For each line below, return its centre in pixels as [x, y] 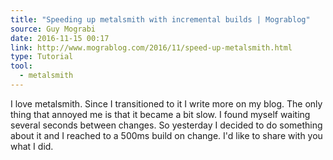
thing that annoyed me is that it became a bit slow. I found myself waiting [160, 114]
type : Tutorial [42, 57]
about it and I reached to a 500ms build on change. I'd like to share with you [166, 135]
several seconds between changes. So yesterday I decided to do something [166, 125]
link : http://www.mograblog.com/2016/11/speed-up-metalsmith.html [151, 47]
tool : [21, 66]
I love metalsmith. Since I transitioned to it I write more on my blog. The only [166, 103]
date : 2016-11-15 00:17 [60, 38]
